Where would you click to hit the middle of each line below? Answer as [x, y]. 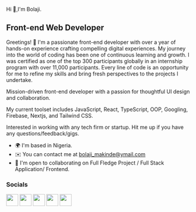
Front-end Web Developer [55, 28]
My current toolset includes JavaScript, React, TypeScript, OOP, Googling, [97, 109]
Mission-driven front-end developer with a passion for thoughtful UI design [98, 91]
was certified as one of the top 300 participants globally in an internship [94, 61]
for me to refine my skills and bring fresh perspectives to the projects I [92, 74]
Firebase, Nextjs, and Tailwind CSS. [50, 115]
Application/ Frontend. [42, 169]
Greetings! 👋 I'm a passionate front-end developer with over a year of [91, 42]
